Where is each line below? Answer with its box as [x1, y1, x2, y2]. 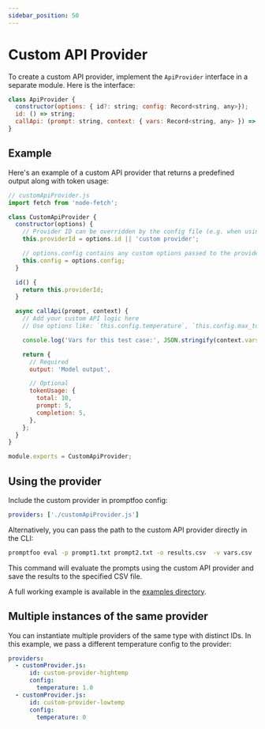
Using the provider [8, 474, 102, 488]
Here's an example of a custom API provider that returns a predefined [8, 168, 235, 177]
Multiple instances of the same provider [8, 610, 209, 623]
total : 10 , [36, 395, 73, 402]
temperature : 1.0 [36, 684, 93, 692]
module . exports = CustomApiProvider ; [8, 452, 132, 461]
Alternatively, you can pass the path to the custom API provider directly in [8, 525, 248, 534]
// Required [28, 357, 69, 366]
